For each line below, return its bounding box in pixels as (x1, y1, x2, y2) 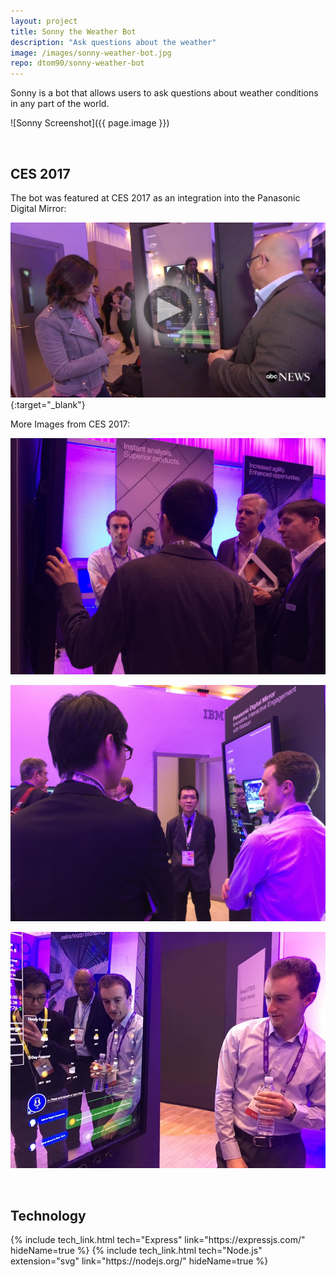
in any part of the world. (10, 98, 110, 110)
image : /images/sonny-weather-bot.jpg (10, 48, 172, 58)
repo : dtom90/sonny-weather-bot (10, 58, 145, 69)
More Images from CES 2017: (10, 418, 131, 430)
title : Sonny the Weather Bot (10, 26, 137, 37)
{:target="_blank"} (10, 399, 86, 411)
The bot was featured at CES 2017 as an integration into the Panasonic (10, 191, 301, 204)
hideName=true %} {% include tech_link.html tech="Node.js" (10, 1245, 263, 1257)
